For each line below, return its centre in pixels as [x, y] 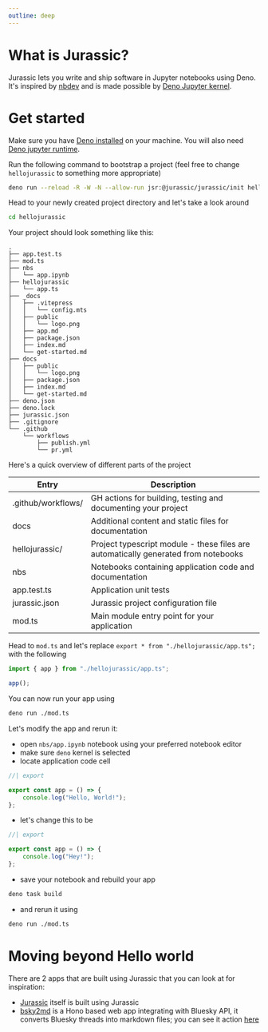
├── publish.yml [64, 443]
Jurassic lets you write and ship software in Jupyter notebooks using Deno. [132, 78]
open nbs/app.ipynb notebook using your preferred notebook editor [131, 743]
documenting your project [139, 508]
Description [173, 484]
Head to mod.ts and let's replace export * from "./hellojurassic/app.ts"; [132, 646]
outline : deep [32, 16]
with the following [37, 654]
